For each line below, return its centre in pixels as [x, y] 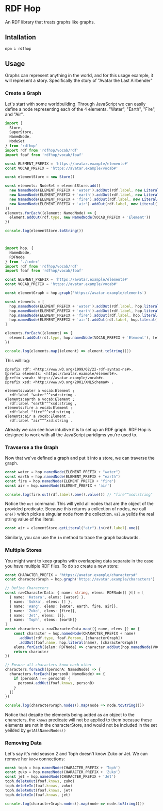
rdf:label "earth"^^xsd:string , [43, 403]
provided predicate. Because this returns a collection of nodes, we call [76, 509]
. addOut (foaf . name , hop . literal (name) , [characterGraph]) [78, 642]
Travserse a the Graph [32, 447]
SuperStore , [22, 132]
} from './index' [23, 262]
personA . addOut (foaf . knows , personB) [56, 683]
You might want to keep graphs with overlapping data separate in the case [79, 560]
